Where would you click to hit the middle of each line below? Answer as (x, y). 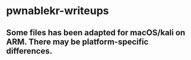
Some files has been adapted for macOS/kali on (96, 33)
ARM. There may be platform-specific (77, 41)
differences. (29, 51)
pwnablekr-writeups (58, 11)
